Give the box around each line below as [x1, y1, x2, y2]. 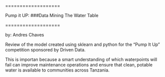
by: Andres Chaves [5, 32, 44, 37]
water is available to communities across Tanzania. [5, 67, 110, 73]
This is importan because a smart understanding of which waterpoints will [5, 56, 158, 62]
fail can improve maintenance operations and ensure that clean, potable [5, 62, 153, 67]
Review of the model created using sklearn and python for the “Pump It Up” [5, 41, 161, 47]
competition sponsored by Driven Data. [5, 47, 86, 52]
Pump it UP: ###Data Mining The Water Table [5, 12, 99, 18]
